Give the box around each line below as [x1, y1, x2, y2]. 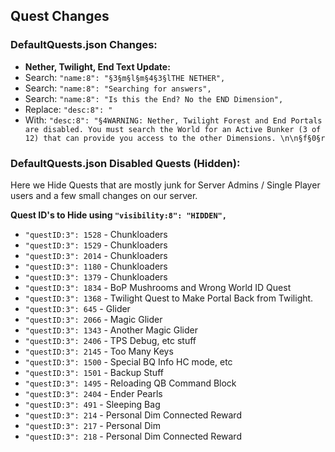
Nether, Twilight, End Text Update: [24, 60, 171, 73]
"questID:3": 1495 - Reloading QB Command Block [24, 377, 237, 389]
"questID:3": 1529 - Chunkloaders [24, 239, 168, 251]
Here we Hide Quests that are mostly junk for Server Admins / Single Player [10, 179, 321, 191]
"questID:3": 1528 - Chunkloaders [24, 228, 168, 240]
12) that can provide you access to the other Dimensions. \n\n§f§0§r [24, 133, 326, 143]
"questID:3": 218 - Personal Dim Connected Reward [24, 430, 242, 442]
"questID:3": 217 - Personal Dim [24, 419, 161, 431]
